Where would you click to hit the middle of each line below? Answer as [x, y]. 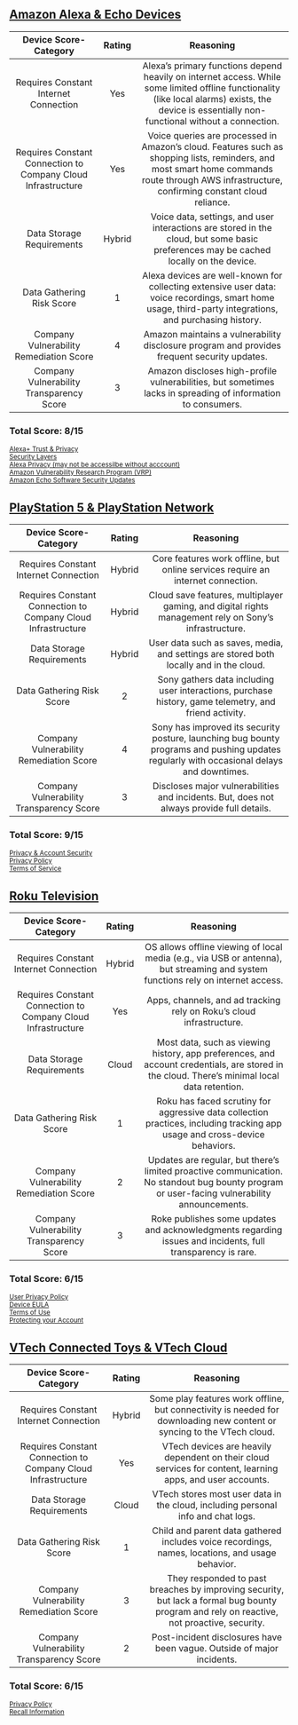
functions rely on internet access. [214, 980]
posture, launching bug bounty [216, 738]
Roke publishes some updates [214, 1219]
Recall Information [37, 1713]
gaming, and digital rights [216, 605]
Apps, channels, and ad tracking [213, 1001]
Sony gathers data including [216, 679]
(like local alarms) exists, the [212, 99]
